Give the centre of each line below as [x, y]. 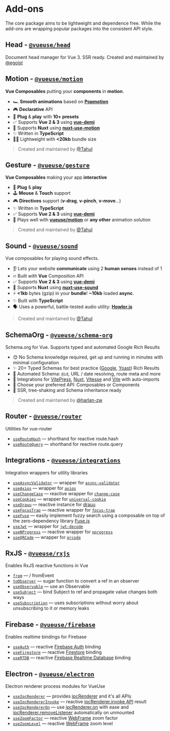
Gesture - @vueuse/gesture [48, 165]
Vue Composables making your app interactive [56, 177]
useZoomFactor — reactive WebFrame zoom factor [65, 718]
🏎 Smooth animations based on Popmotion [61, 101]
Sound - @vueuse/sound [42, 246]
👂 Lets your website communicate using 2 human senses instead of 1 [87, 269]
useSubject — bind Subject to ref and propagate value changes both [85, 592]
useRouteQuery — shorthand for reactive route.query [68, 444]
